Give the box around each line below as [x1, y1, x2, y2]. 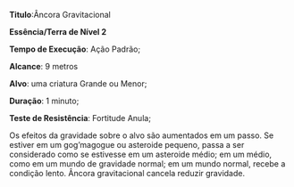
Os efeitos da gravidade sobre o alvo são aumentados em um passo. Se [9, 130, 274, 141]
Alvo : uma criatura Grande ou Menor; [9, 78, 147, 89]
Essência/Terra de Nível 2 [9, 27, 107, 37]
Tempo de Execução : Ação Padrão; [9, 44, 141, 54]
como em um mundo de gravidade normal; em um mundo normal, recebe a [9, 159, 286, 169]
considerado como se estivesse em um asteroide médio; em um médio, [9, 149, 273, 159]
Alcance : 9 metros [9, 61, 79, 71]
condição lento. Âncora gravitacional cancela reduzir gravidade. [9, 168, 246, 178]
